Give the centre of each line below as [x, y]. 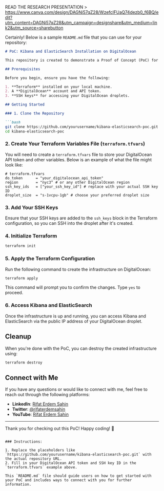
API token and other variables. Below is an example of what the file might [79, 160]
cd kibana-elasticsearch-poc [35, 131]
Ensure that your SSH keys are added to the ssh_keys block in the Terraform [81, 218]
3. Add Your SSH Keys [32, 207]
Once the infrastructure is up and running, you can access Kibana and [76, 316]
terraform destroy [24, 363]
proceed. [14, 293]
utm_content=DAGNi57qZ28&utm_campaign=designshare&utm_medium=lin [81, 22]
